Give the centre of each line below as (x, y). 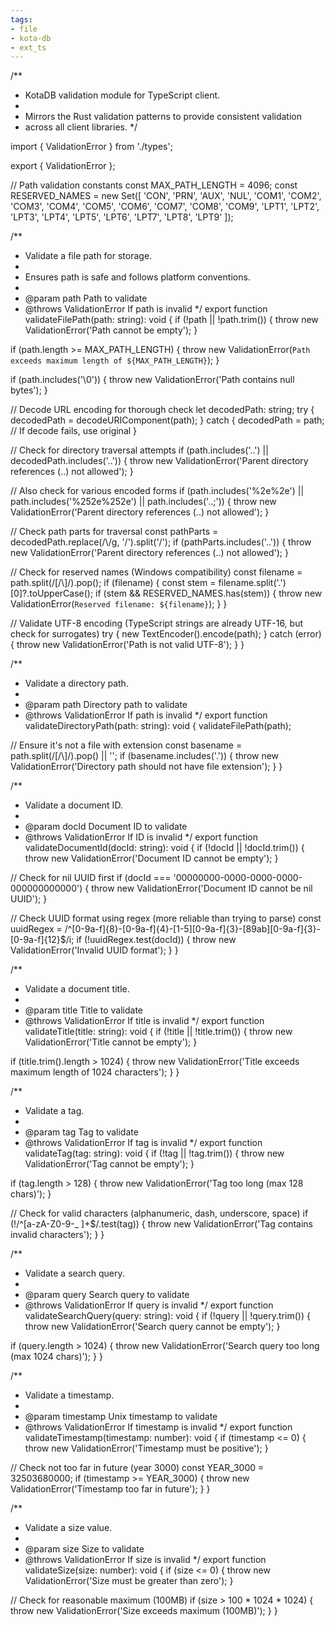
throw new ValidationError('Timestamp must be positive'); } (146, 1448)
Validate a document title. (77, 989)
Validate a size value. (68, 1528)
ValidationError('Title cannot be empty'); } (111, 1042)
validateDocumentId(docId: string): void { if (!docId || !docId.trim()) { (164, 848)
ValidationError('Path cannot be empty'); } (111, 330)
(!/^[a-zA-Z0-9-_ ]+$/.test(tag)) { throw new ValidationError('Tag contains (161, 1224)
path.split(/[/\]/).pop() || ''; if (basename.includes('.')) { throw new (145, 756)
